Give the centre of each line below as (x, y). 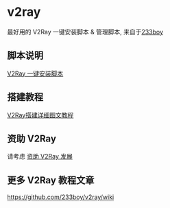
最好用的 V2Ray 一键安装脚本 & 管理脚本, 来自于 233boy (85, 32)
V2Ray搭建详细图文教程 (40, 115)
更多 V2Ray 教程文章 (51, 180)
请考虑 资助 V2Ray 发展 (40, 157)
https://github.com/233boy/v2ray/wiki (61, 197)
